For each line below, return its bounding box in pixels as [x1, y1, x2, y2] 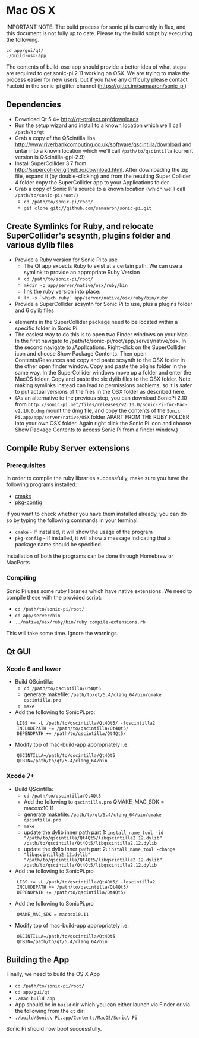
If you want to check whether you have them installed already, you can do [6, 511, 187, 518]
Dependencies [6, 100, 61, 110]
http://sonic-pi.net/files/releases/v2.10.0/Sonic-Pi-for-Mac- [27, 401, 188, 407]
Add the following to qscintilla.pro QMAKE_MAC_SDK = [23, 798, 165, 805]
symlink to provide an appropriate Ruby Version [23, 268, 140, 276]
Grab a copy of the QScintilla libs [14, 134, 96, 141]
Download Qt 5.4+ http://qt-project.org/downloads [14, 115, 139, 122]
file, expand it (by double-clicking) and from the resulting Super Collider [14, 172, 191, 180]
